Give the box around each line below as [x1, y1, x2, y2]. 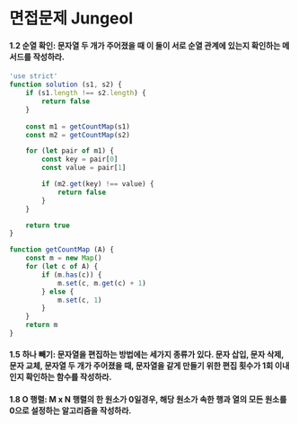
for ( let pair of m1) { [25, 146, 115, 155]
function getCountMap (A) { [9, 245, 115, 254]
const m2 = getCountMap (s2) [25, 130, 130, 139]
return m [25, 321, 58, 330]
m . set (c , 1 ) [57, 296, 102, 305]
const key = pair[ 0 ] [41, 155, 118, 164]
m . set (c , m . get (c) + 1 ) [57, 278, 146, 287]
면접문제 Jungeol [9, 8, 134, 29]
